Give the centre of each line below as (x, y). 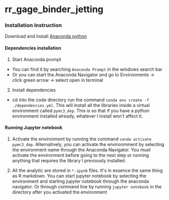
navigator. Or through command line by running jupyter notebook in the (87, 186)
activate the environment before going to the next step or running (80, 155)
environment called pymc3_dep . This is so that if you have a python (81, 110)
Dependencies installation (33, 48)
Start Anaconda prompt (37, 59)
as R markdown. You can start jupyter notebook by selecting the (79, 176)
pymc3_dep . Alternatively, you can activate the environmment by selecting (88, 144)
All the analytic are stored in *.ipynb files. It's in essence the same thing (87, 170)
